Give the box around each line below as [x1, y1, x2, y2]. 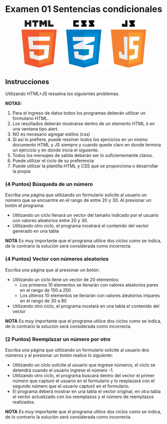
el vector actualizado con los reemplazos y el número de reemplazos [12, 394, 154, 400]
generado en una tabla [12, 228, 59, 234]
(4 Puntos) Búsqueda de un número [5, 181, 93, 188]
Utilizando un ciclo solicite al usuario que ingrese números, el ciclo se [12, 362, 156, 368]
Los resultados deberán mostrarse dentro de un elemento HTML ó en [12, 121, 156, 127]
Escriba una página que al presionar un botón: [5, 267, 100, 273]
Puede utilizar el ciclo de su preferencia [12, 158, 94, 164]
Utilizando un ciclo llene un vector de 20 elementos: [12, 277, 120, 283]
